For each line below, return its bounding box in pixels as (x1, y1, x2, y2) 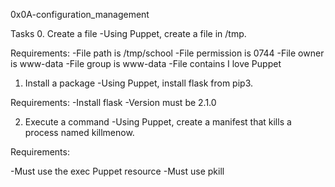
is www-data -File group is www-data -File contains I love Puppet (10, 58, 282, 69)
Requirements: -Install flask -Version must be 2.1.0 (10, 97, 217, 108)
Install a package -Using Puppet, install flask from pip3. (24, 77, 253, 89)
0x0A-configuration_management (10, 9, 150, 20)
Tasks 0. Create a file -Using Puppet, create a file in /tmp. (10, 28, 247, 39)
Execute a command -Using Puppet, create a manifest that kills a (24, 116, 292, 128)
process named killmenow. (24, 127, 135, 138)
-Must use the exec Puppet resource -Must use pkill (10, 165, 225, 177)
